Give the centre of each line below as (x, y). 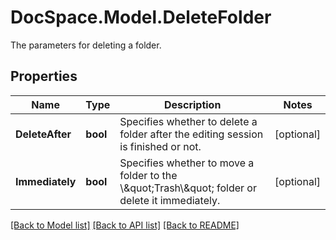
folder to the (148, 175)
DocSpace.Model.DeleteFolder (141, 17)
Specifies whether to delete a (188, 121)
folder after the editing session (191, 134)
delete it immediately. (170, 200)
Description (192, 104)
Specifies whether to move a (187, 163)
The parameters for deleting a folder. (86, 45)
